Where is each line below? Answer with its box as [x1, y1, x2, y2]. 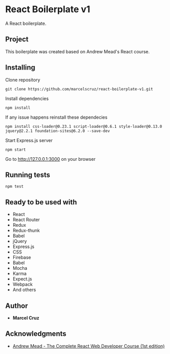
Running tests [5, 170, 51, 179]
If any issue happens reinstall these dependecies [5, 114, 108, 120]
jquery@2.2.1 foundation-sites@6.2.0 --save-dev [5, 128, 110, 133]
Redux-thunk [12, 227, 40, 234]
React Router [12, 217, 40, 223]
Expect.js [12, 276, 32, 282]
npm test [5, 184, 24, 189]
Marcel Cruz [12, 315, 40, 321]
